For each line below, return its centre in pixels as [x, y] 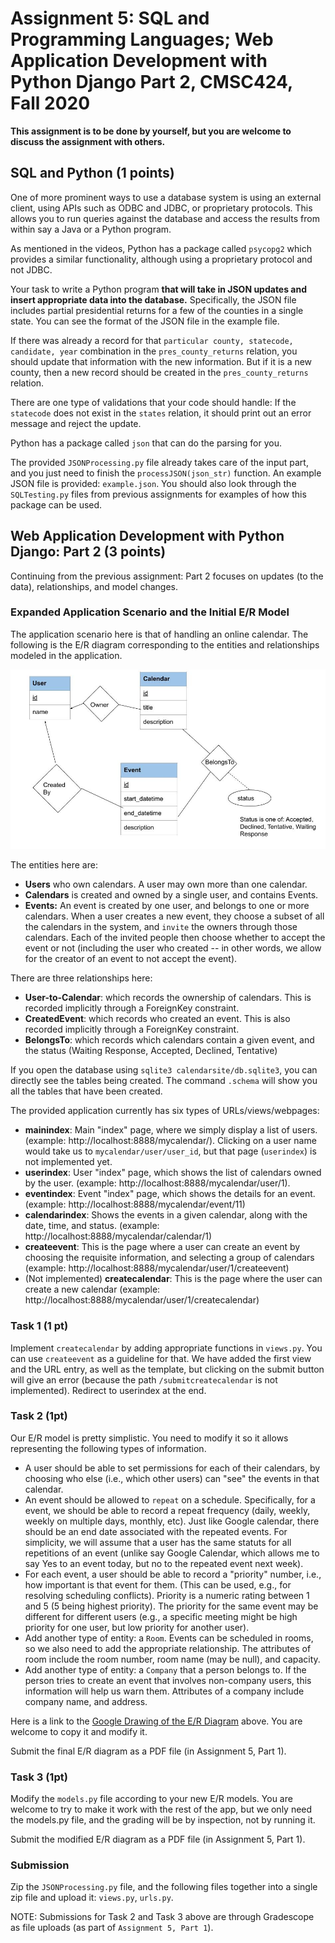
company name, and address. [86, 1701]
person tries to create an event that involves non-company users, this [168, 1680]
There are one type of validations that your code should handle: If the [153, 402]
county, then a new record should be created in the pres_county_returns [159, 372]
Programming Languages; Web [142, 39]
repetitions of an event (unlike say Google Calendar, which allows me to [172, 1553]
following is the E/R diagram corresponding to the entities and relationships [165, 644]
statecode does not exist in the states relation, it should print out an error [161, 413]
